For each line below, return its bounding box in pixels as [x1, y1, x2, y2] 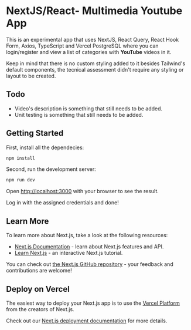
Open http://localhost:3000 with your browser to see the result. [6, 188, 159, 195]
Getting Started [6, 128, 64, 139]
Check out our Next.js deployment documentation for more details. [6, 317, 168, 324]
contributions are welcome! [6, 267, 72, 274]
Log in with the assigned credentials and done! [6, 199, 119, 206]
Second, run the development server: [6, 166, 96, 173]
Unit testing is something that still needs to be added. [14, 111, 144, 118]
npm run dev [6, 177, 35, 183]
